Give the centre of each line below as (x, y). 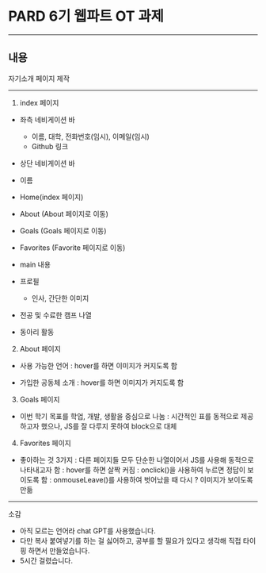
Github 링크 (50, 146)
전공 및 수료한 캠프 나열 (56, 315)
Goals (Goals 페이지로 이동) (63, 230)
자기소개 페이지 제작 (39, 78)
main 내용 (35, 264)
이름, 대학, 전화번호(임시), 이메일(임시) (91, 137)
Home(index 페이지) (51, 197)
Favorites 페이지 (45, 443)
